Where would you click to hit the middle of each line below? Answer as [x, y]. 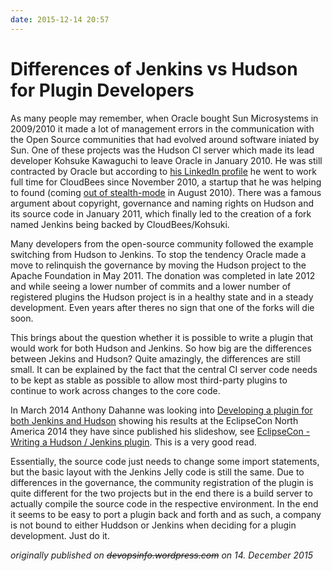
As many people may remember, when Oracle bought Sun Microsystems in [164, 118]
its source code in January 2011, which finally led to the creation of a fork [161, 213]
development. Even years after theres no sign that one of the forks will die [162, 307]
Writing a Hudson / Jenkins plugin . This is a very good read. [133, 442]
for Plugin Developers [102, 90]
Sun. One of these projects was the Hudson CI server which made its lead [162, 150]
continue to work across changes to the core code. [115, 390]
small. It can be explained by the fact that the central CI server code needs [164, 369]
